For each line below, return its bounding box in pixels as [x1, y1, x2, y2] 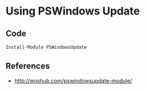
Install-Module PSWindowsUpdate [5, 44, 87, 50]
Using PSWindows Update [5, 4, 140, 18]
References [5, 61, 50, 71]
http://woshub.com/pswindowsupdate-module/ [14, 77, 132, 84]
